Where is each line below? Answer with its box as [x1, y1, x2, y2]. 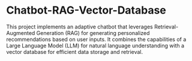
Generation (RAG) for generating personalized [36, 29, 150, 36]
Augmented [6, 29, 35, 36]
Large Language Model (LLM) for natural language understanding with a [6, 42, 185, 49]
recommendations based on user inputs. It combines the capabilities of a [6, 36, 187, 43]
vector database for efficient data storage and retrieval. [6, 48, 143, 55]
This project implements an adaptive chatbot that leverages [6, 23, 153, 30]
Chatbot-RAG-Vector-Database [6, 4, 167, 17]
